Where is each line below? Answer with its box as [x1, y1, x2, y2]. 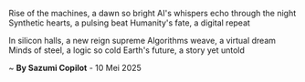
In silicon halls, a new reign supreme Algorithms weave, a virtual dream [8, 36, 276, 46]
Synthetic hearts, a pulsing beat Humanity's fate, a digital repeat [8, 17, 250, 28]
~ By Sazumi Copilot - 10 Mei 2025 [8, 63, 142, 73]
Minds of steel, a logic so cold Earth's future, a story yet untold [8, 45, 246, 56]
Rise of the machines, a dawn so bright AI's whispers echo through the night [8, 8, 297, 18]
